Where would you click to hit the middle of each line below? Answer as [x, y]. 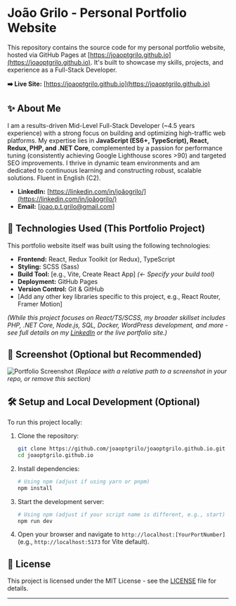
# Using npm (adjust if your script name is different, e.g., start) [122, 515]
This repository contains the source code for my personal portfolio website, [117, 47]
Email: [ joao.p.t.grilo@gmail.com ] [66, 206]
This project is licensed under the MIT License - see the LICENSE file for [112, 581]
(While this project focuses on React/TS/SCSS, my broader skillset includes [117, 317]
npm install [35, 488]
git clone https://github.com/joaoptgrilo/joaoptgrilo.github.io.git [122, 449]
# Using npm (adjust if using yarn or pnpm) [84, 482]
